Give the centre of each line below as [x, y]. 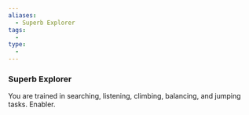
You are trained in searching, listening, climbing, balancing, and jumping [124, 96]
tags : [17, 30]
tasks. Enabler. [32, 104]
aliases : [22, 15]
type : [17, 45]
